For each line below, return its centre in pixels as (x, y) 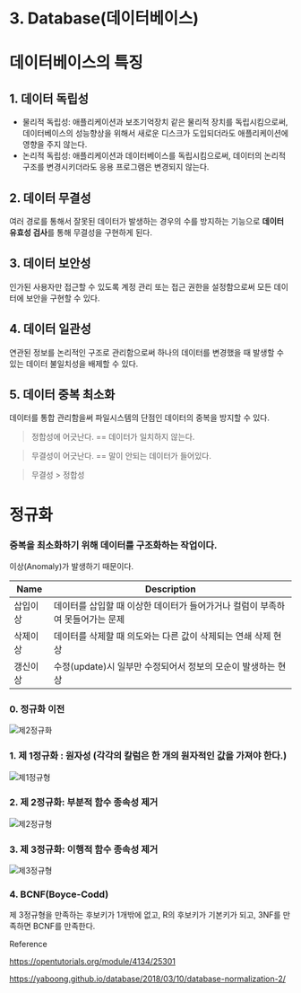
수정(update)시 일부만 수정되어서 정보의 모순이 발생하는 (164, 666)
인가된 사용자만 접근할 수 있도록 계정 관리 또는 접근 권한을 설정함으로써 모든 (141, 286)
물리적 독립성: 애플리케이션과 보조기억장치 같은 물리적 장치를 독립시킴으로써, (155, 122)
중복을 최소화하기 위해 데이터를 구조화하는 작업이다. (113, 545)
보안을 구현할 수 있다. (63, 298)
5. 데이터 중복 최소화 (62, 395)
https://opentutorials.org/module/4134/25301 (93, 962)
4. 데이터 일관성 (50, 329)
